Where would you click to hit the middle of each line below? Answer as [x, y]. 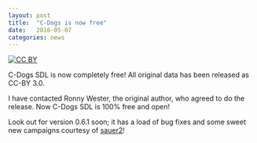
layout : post [29, 15]
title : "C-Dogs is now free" [58, 23]
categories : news [37, 37]
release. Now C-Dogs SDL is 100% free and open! [89, 107]
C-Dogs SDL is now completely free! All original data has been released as [129, 75]
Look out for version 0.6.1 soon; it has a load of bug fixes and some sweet [127, 122]
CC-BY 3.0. [27, 83]
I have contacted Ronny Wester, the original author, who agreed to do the [127, 98]
